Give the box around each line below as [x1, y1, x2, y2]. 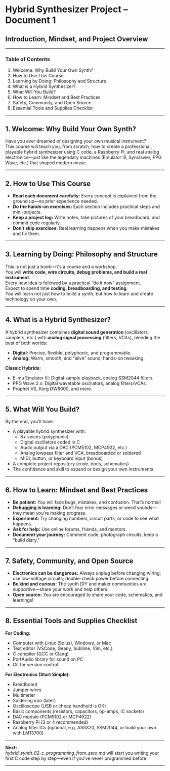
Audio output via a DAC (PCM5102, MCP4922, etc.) [20, 444, 127, 451]
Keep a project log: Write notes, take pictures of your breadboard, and [12, 214, 160, 220]
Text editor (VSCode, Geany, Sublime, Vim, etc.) [12, 645, 113, 651]
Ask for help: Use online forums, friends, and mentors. [12, 526, 127, 532]
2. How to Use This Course [5, 179, 91, 188]
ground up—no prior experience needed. [12, 198, 98, 204]
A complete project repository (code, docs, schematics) [12, 461, 129, 467]
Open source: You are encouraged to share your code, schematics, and [12, 591, 163, 598]
